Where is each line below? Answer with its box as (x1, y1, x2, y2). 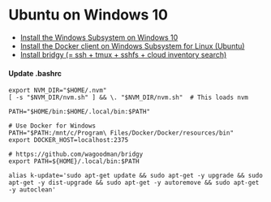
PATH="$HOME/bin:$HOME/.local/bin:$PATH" (8, 108, 151, 116)
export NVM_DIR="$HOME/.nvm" (8, 87, 107, 95)
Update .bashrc (8, 68, 62, 78)
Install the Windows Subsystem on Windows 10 (19, 32, 179, 42)
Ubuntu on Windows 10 (8, 6, 169, 24)
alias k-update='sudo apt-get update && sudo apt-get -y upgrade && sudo (8, 172, 264, 180)
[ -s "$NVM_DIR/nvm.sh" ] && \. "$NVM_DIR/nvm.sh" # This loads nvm (8, 93, 249, 102)
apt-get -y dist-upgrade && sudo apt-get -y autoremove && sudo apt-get (8, 178, 260, 187)
